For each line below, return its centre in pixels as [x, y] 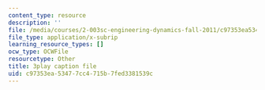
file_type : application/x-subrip [63, 37]
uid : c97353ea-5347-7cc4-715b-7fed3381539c [81, 74]
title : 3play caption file [52, 67]
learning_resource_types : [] [56, 45]
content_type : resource [47, 15]
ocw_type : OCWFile [38, 52]
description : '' [35, 23]
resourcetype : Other [42, 59]
